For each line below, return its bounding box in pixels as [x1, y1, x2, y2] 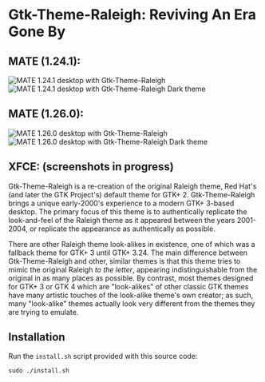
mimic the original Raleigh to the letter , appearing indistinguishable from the [8, 265, 258, 274]
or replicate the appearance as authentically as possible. [29, 224, 216, 233]
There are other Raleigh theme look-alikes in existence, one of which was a [8, 239, 255, 249]
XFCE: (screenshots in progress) [8, 160, 174, 173]
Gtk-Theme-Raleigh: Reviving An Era [8, 6, 257, 24]
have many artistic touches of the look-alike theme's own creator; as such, [8, 290, 254, 300]
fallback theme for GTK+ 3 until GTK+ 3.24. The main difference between [8, 248, 248, 257]
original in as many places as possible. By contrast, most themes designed [8, 273, 254, 283]
